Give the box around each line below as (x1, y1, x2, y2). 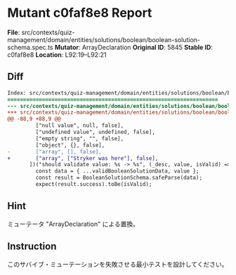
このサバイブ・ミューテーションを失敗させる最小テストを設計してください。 (7, 260, 228, 268)
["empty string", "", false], (35, 135, 124, 142)
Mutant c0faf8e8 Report (7, 5, 152, 21)
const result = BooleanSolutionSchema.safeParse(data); (35, 174, 202, 182)
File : (7, 28, 20, 36)
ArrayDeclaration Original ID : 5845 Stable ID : (81, 43, 213, 51)
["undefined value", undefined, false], (35, 128, 156, 135)
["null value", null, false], (35, 122, 124, 129)
